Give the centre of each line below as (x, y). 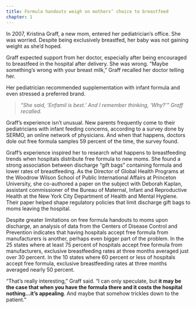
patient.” (16, 300)
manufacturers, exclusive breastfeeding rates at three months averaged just (97, 251)
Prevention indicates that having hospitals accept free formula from (87, 232)
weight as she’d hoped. (34, 46)
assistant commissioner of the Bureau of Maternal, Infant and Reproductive (97, 190)
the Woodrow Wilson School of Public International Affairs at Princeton (91, 177)
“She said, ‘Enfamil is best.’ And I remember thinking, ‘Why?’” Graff (102, 105)
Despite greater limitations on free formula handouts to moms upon (87, 219)
